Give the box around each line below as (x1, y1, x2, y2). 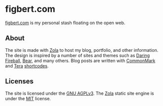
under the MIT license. (5, 95, 51, 102)
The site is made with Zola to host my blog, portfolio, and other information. (5, 47, 159, 53)
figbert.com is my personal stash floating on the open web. (5, 20, 125, 26)
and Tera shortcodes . (5, 63, 49, 69)
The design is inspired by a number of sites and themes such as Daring (5, 52, 150, 58)
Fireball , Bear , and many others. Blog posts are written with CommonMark (5, 58, 156, 64)
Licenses (5, 77, 34, 86)
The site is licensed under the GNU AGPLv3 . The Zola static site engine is (5, 90, 154, 96)
